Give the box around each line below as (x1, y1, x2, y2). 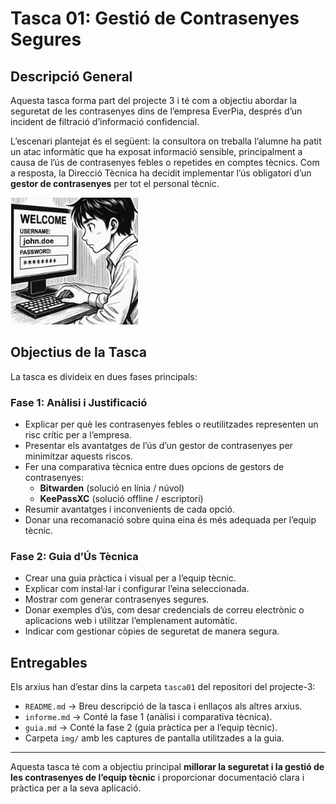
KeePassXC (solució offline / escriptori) (39, 493, 204, 505)
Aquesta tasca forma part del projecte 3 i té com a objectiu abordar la (10, 95, 298, 106)
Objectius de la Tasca (10, 344, 147, 361)
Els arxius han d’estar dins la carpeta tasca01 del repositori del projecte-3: (10, 681, 316, 693)
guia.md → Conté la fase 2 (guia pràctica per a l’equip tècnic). (24, 722, 278, 734)
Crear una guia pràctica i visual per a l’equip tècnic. (24, 572, 237, 584)
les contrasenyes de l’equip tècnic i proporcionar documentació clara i (10, 772, 305, 784)
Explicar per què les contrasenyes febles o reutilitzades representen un (24, 418, 319, 431)
